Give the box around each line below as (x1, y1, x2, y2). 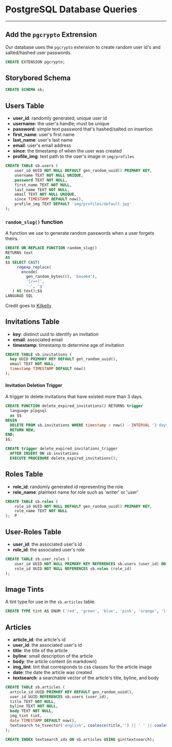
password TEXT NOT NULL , (14, 177, 68, 183)
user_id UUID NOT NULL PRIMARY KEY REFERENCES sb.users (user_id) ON (14, 561, 166, 566)
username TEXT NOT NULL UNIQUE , (14, 173, 83, 178)
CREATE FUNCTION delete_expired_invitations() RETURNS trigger (5, 403, 143, 409)
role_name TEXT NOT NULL (14, 509, 68, 514)
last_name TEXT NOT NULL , (14, 187, 70, 192)
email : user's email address (12, 142, 72, 148)
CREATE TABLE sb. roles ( (5, 499, 58, 504)
